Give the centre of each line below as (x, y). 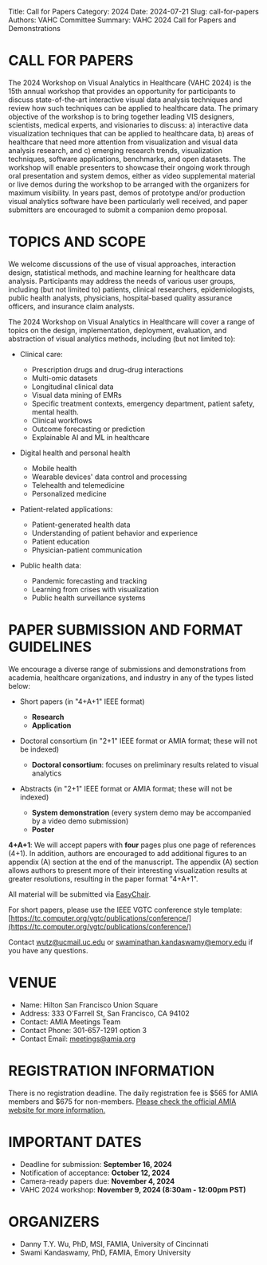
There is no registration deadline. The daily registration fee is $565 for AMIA (133, 1093)
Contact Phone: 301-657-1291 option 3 (83, 1030)
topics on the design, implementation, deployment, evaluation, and (118, 330)
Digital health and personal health (75, 453)
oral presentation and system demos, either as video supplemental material (132, 175)
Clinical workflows (62, 420)
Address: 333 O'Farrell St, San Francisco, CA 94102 (104, 1013)
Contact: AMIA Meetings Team (70, 1021)
